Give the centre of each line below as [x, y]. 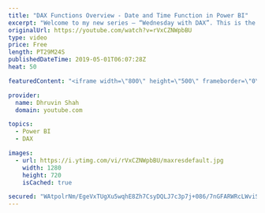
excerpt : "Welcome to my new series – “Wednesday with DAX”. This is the [132, 23]
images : [21, 153]
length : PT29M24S [37, 52]
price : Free [28, 45]
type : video [28, 37]
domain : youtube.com [49, 110]
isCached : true [47, 182]
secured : [22, 197]
